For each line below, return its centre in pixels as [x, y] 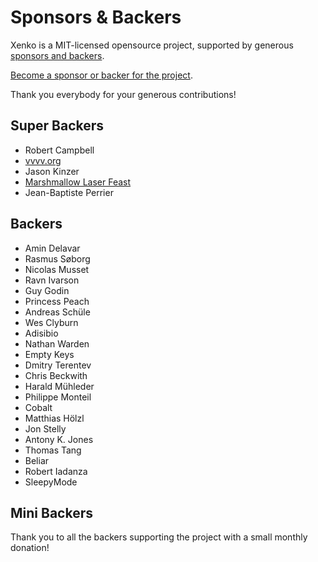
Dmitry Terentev [58, 365]
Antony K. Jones [59, 439]
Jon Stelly [45, 428]
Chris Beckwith [56, 375]
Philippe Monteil [58, 397]
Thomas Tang [53, 450]
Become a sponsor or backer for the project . [101, 75]
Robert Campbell [59, 150]
